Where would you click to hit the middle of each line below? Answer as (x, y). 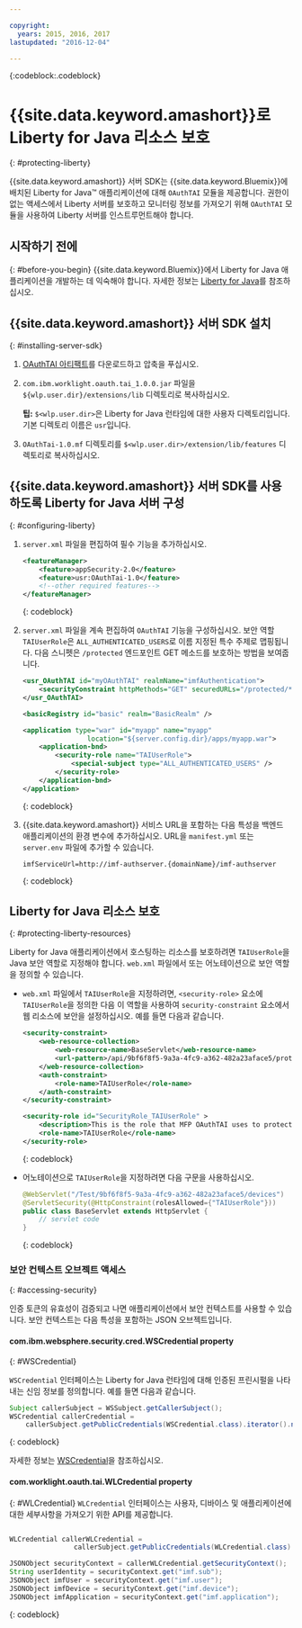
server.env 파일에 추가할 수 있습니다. (88, 847)
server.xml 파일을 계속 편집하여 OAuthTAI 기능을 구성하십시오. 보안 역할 (148, 630)
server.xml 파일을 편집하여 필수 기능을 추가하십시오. (114, 544)
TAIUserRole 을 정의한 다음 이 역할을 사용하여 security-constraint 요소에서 (155, 1005)
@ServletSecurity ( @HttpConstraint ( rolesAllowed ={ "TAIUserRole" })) (149, 1202)
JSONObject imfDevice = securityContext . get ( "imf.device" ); (124, 1588)
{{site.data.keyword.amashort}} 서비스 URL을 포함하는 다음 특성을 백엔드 (153, 824)
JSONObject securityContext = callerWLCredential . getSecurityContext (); (148, 1564)
